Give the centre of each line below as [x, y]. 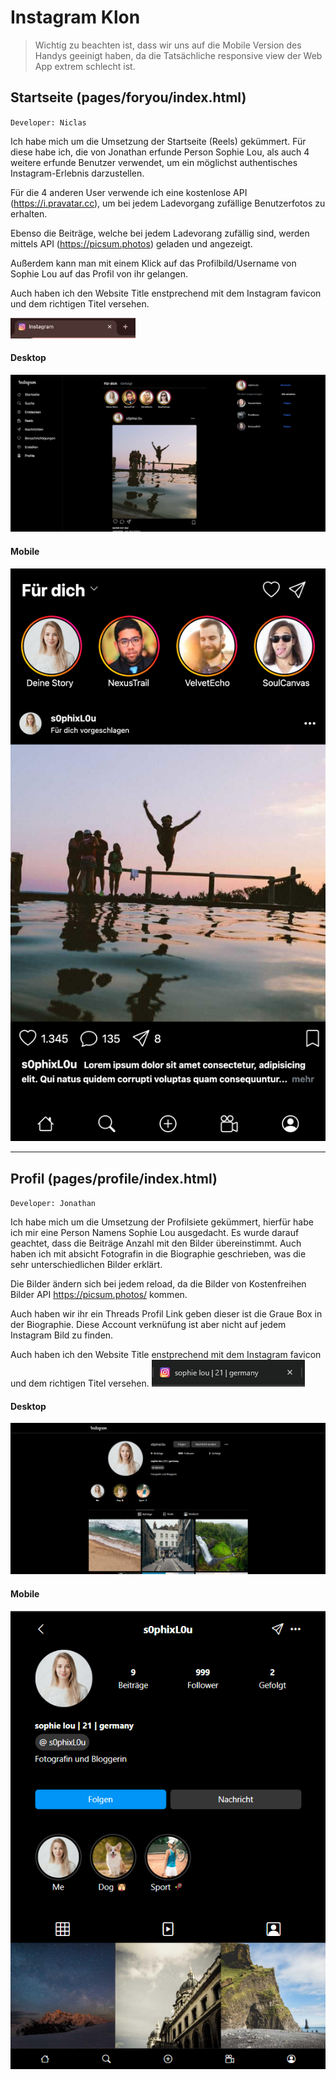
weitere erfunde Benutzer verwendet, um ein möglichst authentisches [154, 162]
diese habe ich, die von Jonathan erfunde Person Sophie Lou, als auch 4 [160, 152]
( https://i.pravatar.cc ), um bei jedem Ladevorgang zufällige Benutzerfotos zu [168, 203]
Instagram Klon [75, 17]
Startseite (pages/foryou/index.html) [128, 97]
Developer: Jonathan [53, 1204]
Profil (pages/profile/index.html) [114, 1178]
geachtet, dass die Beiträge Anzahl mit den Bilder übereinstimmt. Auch [156, 1243]
